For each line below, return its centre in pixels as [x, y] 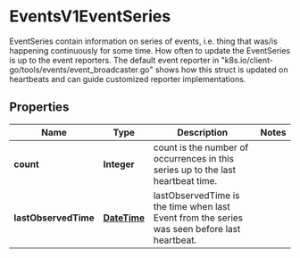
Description [203, 132]
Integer [119, 164]
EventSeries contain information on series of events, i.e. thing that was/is [144, 41]
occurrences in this [194, 158]
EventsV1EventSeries [90, 17]
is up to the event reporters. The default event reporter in [114, 60]
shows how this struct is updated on [221, 70]
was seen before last [197, 229]
